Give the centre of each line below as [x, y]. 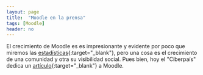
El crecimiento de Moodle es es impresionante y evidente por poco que [96, 46]
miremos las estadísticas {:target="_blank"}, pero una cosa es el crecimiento [102, 53]
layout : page [23, 12]
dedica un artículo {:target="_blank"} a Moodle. [65, 66]
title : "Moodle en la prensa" [46, 18]
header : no [20, 29]
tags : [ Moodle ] [26, 23]
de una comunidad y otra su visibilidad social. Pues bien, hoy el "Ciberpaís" [101, 59]
